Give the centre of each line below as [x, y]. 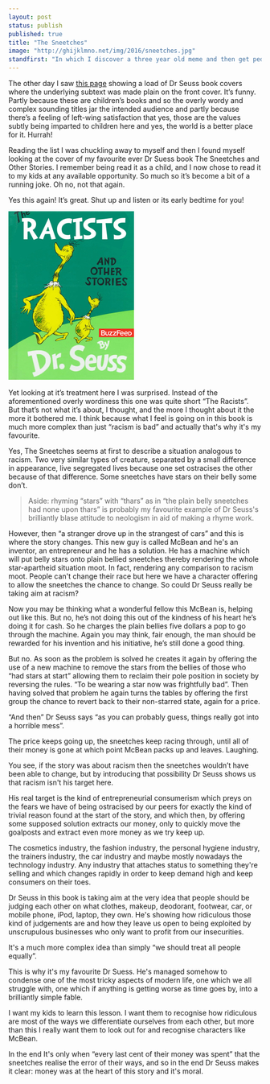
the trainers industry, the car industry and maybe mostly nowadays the [125, 856]
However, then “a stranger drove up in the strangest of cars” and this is [126, 534]
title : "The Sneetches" [48, 43]
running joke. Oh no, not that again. [67, 184]
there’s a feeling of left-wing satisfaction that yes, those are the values [125, 117]
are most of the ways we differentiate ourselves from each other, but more [131, 1021]
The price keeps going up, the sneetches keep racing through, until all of [129, 741]
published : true [35, 34]
